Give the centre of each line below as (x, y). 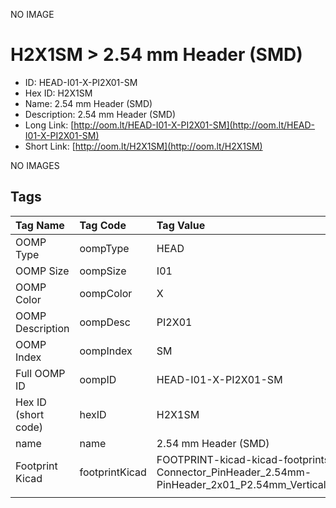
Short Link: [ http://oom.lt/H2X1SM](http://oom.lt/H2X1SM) (143, 146)
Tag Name (40, 225)
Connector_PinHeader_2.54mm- (234, 472)
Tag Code (103, 225)
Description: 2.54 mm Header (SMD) (100, 114)
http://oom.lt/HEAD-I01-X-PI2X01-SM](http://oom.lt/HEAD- (194, 125)
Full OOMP (40, 373)
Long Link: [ (49, 125)
